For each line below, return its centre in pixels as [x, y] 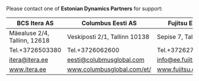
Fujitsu [178, 23]
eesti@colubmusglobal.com [106, 60]
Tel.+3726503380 [35, 50]
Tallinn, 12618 [30, 41]
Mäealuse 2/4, [29, 33]
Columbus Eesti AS [109, 23]
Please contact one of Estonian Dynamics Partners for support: [84, 9]
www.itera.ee [28, 69]
